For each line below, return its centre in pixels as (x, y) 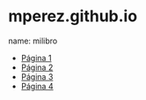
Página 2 (37, 67)
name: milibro (33, 41)
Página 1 (36, 58)
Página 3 (37, 76)
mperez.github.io (73, 16)
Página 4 (37, 86)
